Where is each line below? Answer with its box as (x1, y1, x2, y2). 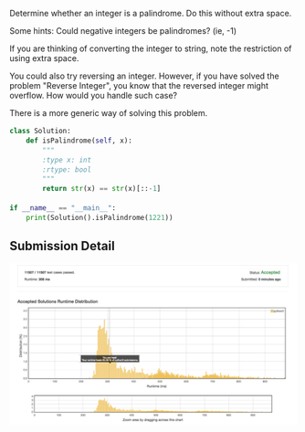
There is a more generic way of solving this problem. (9, 108, 208, 118)
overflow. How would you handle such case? (9, 90, 178, 100)
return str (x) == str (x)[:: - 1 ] (42, 184, 162, 194)
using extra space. (9, 53, 79, 63)
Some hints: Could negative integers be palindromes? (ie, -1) (9, 26, 237, 36)
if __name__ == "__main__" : (9, 204, 117, 213)
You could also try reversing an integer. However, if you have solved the (9, 70, 280, 81)
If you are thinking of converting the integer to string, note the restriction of (9, 43, 292, 54)
